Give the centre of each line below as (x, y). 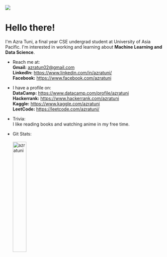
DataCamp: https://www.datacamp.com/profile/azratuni (71, 93)
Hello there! (30, 28)
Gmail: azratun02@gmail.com (44, 67)
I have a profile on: (32, 87)
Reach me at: (26, 62)
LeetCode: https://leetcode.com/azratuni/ (56, 109)
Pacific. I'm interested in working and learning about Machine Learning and (84, 47)
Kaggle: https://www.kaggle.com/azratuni (56, 103)
